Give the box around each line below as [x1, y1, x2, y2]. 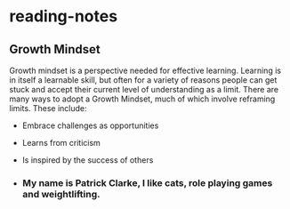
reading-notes [9, 6, 118, 27]
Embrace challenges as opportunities [21, 120, 159, 131]
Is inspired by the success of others [21, 155, 154, 165]
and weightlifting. [21, 188, 101, 200]
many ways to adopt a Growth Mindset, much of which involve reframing [9, 93, 276, 104]
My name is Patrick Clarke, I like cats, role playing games [21, 176, 273, 189]
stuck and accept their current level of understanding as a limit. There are [9, 84, 279, 94]
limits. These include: [9, 103, 87, 113]
